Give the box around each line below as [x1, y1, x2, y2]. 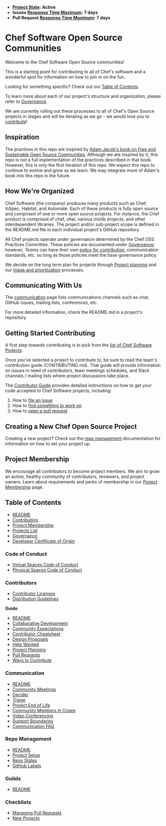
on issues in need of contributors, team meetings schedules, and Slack [5, 367, 150, 374]
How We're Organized [5, 187, 74, 196]
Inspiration [5, 133, 40, 141]
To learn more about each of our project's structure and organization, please [5, 93, 161, 99]
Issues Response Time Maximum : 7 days [12, 9, 98, 15]
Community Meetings [12, 686, 56, 692]
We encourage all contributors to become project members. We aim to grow [5, 468, 160, 474]
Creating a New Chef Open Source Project [5, 422, 137, 431]
